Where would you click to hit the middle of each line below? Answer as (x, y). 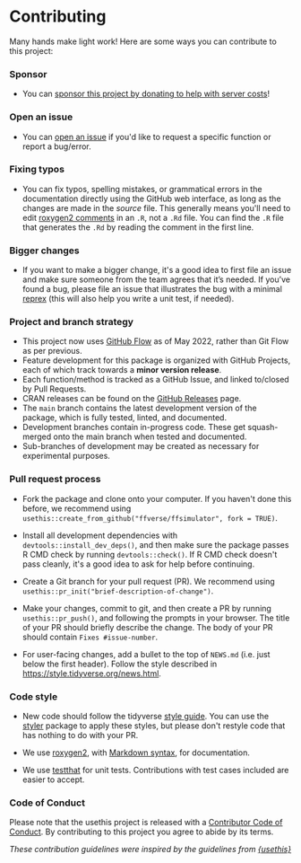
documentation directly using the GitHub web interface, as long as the (151, 198)
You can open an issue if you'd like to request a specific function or (146, 136)
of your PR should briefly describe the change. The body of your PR (147, 627)
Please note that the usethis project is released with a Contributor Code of (146, 823)
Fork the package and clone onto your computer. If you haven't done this (157, 498)
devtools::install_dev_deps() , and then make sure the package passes (155, 544)
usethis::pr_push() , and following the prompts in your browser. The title (156, 618)
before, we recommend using (77, 508)
